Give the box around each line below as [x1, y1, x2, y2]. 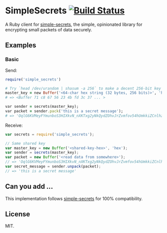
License [5, 210, 30, 218]
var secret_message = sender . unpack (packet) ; [5, 164, 101, 169]
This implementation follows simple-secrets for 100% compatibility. [5, 195, 143, 201]
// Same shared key [5, 141, 46, 146]
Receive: [5, 122, 23, 128]
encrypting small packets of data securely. [5, 26, 92, 32]
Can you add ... [5, 182, 53, 191]
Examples [5, 41, 36, 50]
